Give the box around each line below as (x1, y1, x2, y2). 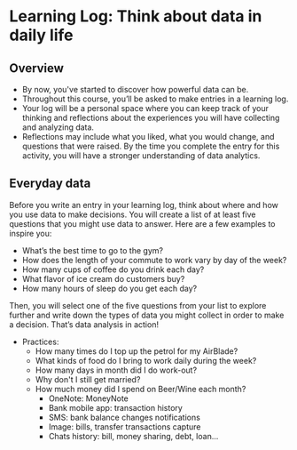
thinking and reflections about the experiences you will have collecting (21, 113, 280, 123)
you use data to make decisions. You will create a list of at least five (9, 209, 256, 220)
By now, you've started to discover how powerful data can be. (21, 84, 249, 94)
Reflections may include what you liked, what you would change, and (21, 132, 275, 141)
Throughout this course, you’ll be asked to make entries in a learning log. (21, 93, 289, 104)
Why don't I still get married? (35, 374, 141, 384)
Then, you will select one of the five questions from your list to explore (9, 300, 267, 310)
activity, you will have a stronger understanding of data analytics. (21, 150, 261, 161)
